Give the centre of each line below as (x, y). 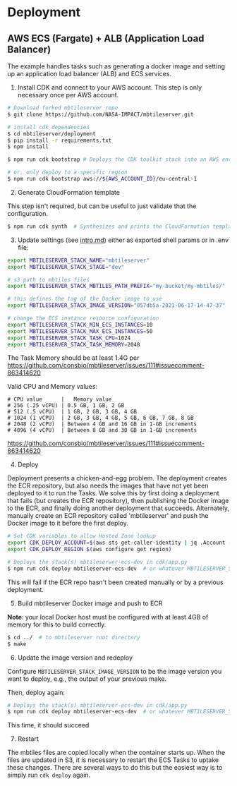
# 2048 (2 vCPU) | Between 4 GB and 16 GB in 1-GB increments (102, 424)
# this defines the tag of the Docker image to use (85, 299)
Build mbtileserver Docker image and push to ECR (90, 603)
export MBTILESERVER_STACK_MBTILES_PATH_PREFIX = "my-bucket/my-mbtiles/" (116, 286)
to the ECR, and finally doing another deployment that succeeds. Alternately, (119, 508)
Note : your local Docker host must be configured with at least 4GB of (108, 617)
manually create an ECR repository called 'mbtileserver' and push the (108, 516)
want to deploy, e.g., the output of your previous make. (87, 679)
